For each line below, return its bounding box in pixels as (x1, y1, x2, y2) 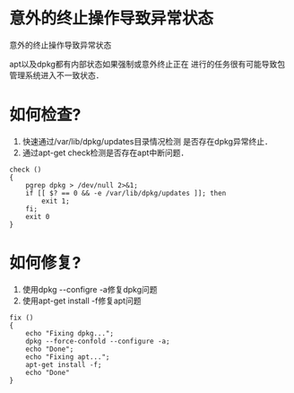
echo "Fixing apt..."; (25, 352, 110, 362)
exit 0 (25, 212, 50, 221)
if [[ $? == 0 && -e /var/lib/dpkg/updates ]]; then (25, 188, 227, 197)
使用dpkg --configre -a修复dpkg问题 (22, 284, 159, 294)
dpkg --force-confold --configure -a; (25, 336, 170, 345)
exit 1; (41, 196, 70, 205)
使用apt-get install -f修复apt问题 (22, 295, 142, 306)
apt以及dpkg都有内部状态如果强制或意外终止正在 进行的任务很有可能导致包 (9, 58, 286, 69)
